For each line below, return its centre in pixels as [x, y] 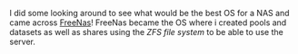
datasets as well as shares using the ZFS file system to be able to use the [146, 32]
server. [23, 41]
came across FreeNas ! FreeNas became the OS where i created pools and [148, 22]
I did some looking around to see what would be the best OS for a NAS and [149, 13]
